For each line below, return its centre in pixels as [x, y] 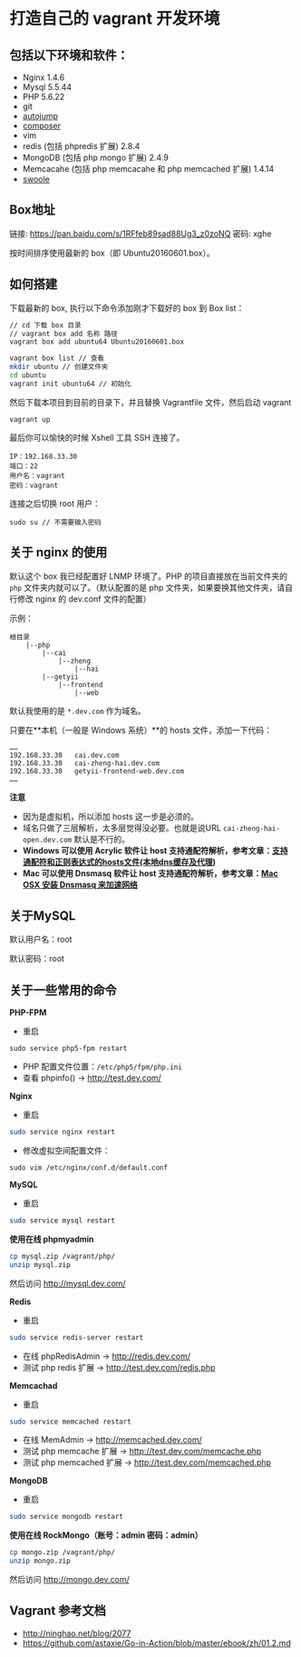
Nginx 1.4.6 [44, 77]
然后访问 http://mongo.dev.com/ [69, 1580]
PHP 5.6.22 [44, 97]
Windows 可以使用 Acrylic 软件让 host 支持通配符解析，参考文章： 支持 [155, 850]
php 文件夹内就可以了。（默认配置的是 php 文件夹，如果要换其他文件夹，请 [147, 587]
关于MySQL [43, 916]
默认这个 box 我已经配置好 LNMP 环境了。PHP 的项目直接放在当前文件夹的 [149, 576]
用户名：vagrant [37, 475]
